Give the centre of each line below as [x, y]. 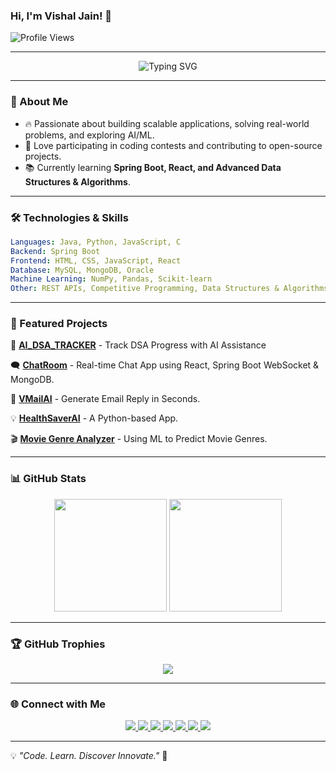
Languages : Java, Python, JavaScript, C [96, 242]
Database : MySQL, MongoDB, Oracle [82, 270]
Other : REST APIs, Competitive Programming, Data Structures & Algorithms [169, 289]
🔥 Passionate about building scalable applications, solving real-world [167, 123]
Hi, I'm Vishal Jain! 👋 [61, 16]
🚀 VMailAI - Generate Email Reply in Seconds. [105, 399]
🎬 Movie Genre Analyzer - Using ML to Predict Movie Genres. [139, 439]
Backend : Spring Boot [55, 251]
